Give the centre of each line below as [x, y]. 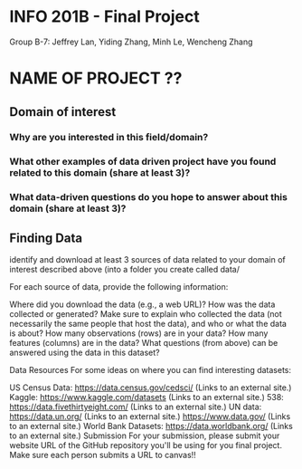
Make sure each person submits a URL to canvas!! [103, 455]
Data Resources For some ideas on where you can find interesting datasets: [151, 370]
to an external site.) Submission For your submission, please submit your [145, 435]
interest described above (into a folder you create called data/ [125, 270]
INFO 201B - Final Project [105, 17]
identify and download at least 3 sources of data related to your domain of [148, 260]
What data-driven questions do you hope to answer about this [148, 197]
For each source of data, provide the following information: [119, 287]
